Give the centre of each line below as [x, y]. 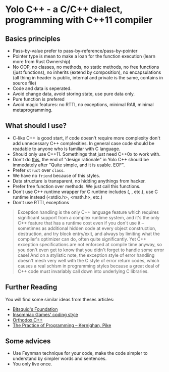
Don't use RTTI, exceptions [41, 202]
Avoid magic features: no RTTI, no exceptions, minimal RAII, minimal [83, 104]
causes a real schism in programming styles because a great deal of [89, 266]
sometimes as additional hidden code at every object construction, [87, 228]
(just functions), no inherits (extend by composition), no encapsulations [87, 72]
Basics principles [33, 39]
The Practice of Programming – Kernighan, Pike [62, 325]
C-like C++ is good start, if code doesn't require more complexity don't [86, 138]
